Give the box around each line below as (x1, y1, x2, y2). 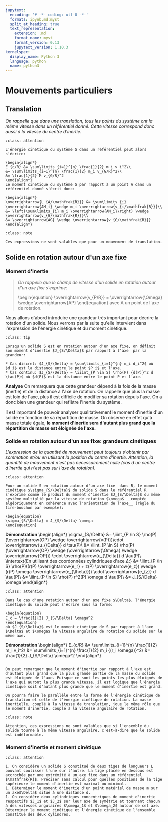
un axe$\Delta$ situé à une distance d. (5, 790, 91, 795)
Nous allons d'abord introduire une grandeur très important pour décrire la (5, 314, 159, 321)
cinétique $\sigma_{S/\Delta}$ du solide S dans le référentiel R (5, 488, 147, 493)
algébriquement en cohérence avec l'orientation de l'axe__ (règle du (5, 501, 156, 506)
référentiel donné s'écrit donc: (5, 186, 75, 192)
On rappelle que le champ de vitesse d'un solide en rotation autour (17, 279, 156, 285)
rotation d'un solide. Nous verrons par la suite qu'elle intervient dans (5, 320, 147, 326)
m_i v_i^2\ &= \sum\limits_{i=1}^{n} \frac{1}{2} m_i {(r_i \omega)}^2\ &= (5, 647, 150, 653)
